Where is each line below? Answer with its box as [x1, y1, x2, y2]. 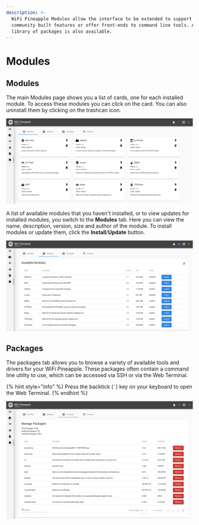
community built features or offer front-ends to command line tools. [11, 22, 190, 28]
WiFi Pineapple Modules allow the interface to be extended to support [11, 15, 192, 22]
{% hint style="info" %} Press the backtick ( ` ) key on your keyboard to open [6, 383, 192, 390]
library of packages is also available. [11, 29, 113, 34]
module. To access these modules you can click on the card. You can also [6, 100, 187, 107]
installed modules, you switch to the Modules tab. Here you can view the [6, 216, 185, 223]
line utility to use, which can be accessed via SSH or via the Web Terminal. [6, 372, 188, 379]
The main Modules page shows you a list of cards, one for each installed [6, 94, 184, 101]
